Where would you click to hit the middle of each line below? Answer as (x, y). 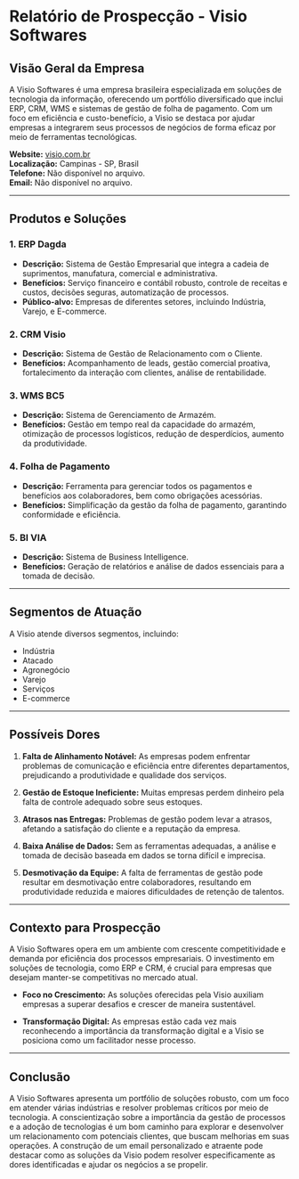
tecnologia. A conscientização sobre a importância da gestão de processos (148, 1118)
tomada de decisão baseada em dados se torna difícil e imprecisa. (144, 855)
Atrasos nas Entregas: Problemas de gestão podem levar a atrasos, (147, 819)
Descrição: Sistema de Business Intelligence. (105, 557)
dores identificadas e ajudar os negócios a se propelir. (109, 1165)
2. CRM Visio (38, 334)
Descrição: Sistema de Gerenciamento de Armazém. (119, 415)
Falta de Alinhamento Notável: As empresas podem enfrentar (136, 756)
